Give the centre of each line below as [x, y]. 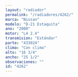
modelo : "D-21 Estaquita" [32, 24]
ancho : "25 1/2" [22, 57]
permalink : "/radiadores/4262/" [39, 15]
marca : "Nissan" [22, 19]
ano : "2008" [18, 29]
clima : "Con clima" [26, 48]
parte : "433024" [22, 43]
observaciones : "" [25, 62]
